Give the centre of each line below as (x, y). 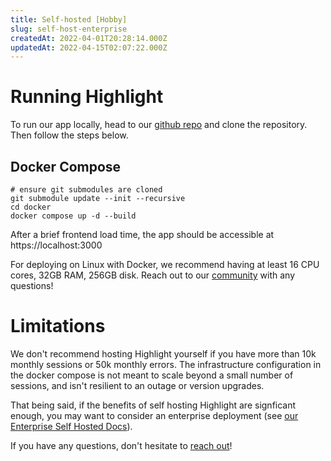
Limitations (58, 326)
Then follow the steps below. (69, 135)
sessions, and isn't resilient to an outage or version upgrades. (137, 385)
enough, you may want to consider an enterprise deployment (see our (154, 415)
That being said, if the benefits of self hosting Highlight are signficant (153, 405)
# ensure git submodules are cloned (86, 190)
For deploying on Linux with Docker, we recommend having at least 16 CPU (165, 264)
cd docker (31, 207)
